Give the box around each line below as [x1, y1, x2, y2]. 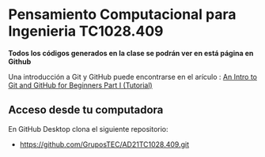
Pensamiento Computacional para [8, 6, 237, 24]
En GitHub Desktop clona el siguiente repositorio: [8, 124, 168, 133]
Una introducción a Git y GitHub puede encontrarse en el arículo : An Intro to [8, 72, 258, 81]
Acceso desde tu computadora [8, 103, 164, 117]
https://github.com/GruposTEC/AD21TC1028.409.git [19, 140, 190, 149]
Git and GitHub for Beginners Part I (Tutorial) [8, 80, 153, 90]
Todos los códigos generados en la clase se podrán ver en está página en [8, 48, 254, 58]
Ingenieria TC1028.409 [8, 22, 164, 40]
